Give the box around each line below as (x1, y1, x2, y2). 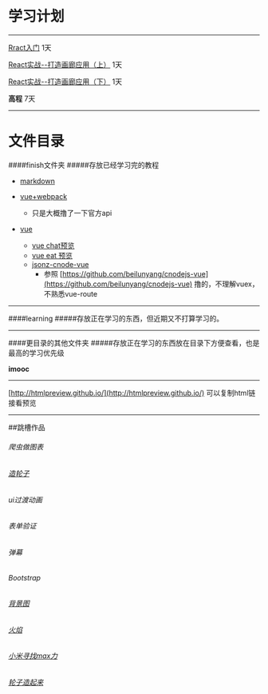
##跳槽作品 (8, 422, 45, 432)
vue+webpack (19, 191, 68, 201)
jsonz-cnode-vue (31, 259, 89, 269)
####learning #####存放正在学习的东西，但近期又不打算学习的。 (8, 313, 224, 323)
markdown (19, 176, 56, 185)
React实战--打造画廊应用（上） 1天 (8, 59, 123, 69)
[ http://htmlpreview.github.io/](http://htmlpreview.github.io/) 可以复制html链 (8, 388, 256, 397)
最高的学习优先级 (8, 348, 65, 357)
